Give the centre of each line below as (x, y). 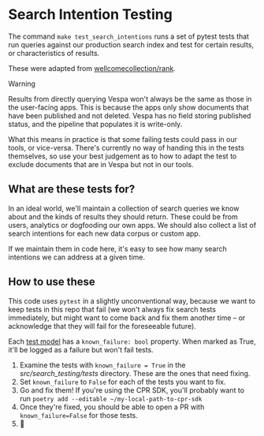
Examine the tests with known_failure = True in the (102, 365)
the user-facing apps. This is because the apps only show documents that (129, 107)
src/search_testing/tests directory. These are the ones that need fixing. (135, 373)
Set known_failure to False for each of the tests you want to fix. (123, 382)
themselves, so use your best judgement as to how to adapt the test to (123, 156)
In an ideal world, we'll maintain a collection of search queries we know (124, 208)
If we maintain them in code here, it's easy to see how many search (117, 248)
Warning (22, 84)
